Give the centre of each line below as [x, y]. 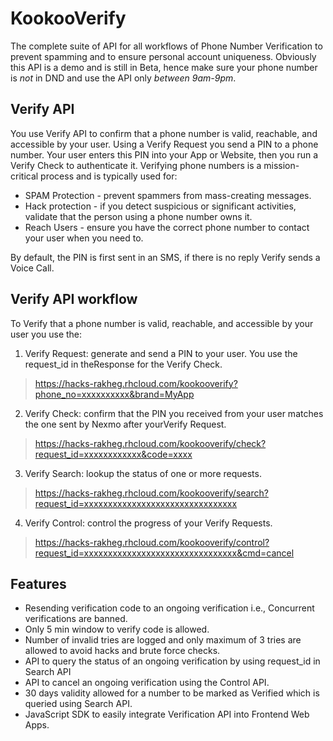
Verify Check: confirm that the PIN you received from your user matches [174, 413]
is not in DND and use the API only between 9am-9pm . [123, 78]
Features [38, 583]
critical [24, 176]
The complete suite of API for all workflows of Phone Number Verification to [166, 46]
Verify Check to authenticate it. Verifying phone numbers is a [136, 165]
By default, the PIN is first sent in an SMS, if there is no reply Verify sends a [165, 257]
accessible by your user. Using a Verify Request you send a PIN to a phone [164, 144]
